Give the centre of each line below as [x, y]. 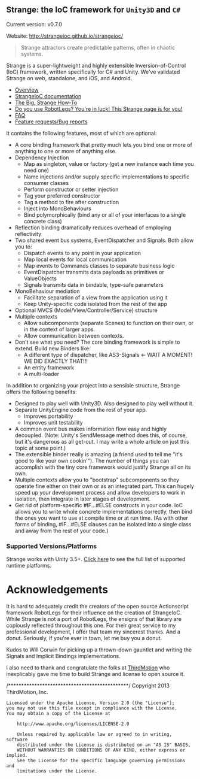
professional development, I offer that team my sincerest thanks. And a [93, 632]
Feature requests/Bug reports [51, 122]
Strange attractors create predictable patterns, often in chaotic [98, 47]
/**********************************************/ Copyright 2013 [88, 686]
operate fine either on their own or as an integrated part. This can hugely [104, 486]
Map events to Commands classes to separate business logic [99, 265]
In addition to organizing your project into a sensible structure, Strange [93, 385]
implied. [17, 756]
